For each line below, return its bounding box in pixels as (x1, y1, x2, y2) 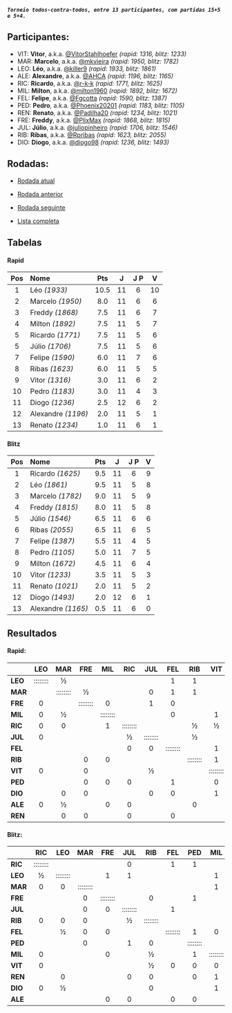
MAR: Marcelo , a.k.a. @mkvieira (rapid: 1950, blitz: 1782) (17, 57, 180, 65)
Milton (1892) (30, 319, 76, 329)
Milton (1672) (30, 559, 76, 568)
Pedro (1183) (30, 386, 75, 396)
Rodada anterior (17, 190, 64, 198)
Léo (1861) (30, 480, 68, 490)
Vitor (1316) (30, 375, 71, 385)
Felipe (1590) (30, 353, 75, 363)
